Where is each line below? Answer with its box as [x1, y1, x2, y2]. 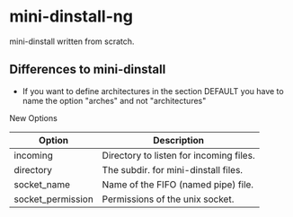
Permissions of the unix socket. [102, 193, 235, 205]
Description [152, 134, 205, 146]
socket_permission [13, 193, 94, 205]
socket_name [13, 178, 70, 190]
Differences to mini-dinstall [9, 62, 166, 77]
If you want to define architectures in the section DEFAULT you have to [22, 85, 285, 96]
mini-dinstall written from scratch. [9, 36, 135, 47]
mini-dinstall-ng [9, 6, 133, 27]
